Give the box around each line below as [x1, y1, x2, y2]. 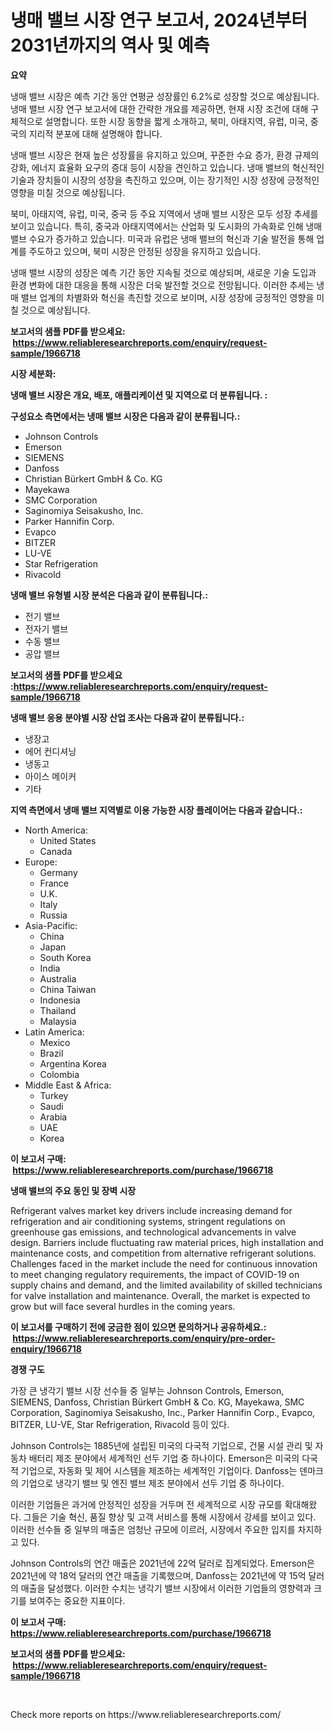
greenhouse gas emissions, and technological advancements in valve [10, 1226, 297, 1238]
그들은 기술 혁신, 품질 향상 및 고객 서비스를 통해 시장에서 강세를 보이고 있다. [23, 1511, 317, 1523]
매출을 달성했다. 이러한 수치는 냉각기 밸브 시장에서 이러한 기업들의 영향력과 [20, 1582, 312, 1594]
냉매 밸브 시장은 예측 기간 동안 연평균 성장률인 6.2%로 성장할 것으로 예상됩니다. [10, 90, 320, 102]
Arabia [39, 1111, 68, 1123]
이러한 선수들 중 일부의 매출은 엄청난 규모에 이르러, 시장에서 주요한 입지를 [10, 1523, 296, 1535]
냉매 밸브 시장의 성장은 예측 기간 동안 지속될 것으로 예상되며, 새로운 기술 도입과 [10, 266, 317, 278]
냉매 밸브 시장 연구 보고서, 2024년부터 [10, 9, 308, 32]
